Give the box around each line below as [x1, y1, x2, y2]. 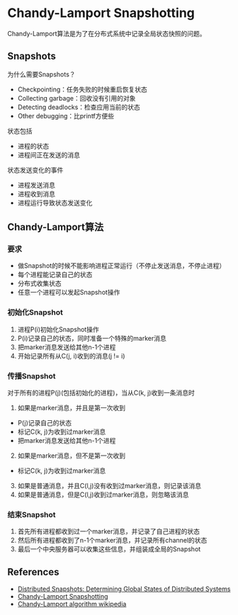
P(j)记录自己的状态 [17, 419, 72, 427]
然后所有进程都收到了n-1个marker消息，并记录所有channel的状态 [17, 536, 208, 545]
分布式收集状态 [17, 279, 62, 288]
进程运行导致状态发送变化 [17, 198, 93, 207]
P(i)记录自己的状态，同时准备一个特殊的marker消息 [17, 334, 166, 342]
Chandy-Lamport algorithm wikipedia [17, 600, 127, 609]
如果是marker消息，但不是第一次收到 [17, 451, 126, 460]
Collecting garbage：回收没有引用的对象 [17, 94, 136, 102]
